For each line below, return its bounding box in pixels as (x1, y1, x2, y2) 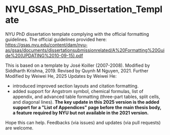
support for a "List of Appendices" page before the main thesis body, (12, 104, 162, 110)
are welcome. (5, 125, 34, 131)
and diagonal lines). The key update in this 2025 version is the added (12, 99, 159, 105)
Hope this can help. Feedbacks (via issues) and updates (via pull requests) (5, 119, 161, 125)
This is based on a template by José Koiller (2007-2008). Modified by (5, 62, 150, 68)
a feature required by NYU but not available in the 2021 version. (12, 110, 149, 116)
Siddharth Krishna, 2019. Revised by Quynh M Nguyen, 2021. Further (5, 67, 149, 74)
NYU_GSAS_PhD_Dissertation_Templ (5, 4, 163, 15)
